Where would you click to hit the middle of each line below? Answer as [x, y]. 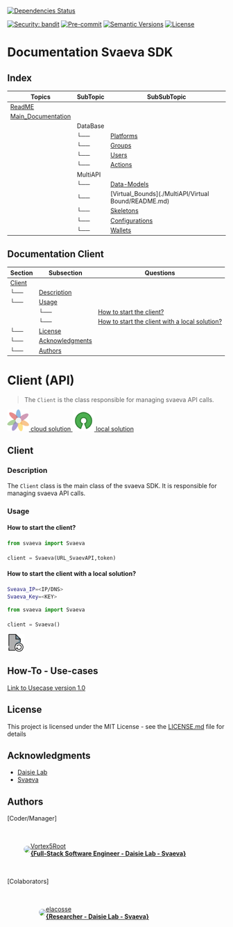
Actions [121, 165]
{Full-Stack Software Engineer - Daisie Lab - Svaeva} [108, 854]
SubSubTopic [166, 97]
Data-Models [129, 184]
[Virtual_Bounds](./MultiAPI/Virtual [159, 194]
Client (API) [41, 381]
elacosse [59, 909]
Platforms [124, 136]
